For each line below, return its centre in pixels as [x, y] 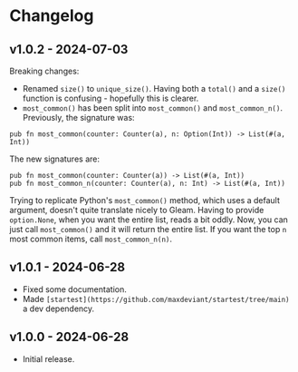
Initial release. [48, 358]
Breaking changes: [44, 71]
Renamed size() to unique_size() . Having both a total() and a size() [154, 88]
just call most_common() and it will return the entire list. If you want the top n [148, 229]
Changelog [52, 16]
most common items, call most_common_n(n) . [91, 239]
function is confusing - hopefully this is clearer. [111, 98]
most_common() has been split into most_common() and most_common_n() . [153, 108]
